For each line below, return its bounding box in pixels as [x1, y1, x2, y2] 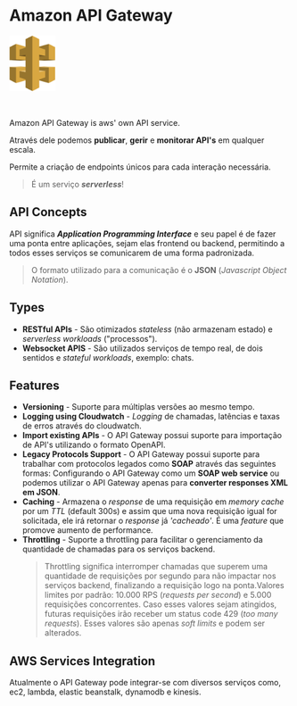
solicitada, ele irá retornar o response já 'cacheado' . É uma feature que [21, 515, 284, 527]
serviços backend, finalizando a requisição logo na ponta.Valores [44, 580, 285, 591]
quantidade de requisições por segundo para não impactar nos [44, 570, 276, 581]
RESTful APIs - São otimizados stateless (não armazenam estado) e [21, 323, 274, 335]
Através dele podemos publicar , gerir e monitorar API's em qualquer [9, 135, 265, 145]
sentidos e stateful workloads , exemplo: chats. [21, 352, 194, 362]
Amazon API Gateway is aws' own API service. [9, 117, 180, 128]
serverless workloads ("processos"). [21, 333, 158, 344]
